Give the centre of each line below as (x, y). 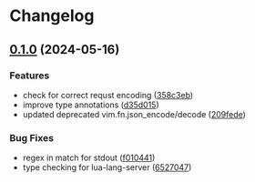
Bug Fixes (32, 137)
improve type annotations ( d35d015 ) (91, 105)
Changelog (52, 16)
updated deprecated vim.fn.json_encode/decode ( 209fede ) (134, 114)
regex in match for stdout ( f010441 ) (89, 158)
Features (30, 76)
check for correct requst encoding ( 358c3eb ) (108, 95)
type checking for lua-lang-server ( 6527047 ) (107, 167)
